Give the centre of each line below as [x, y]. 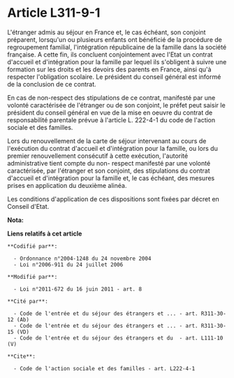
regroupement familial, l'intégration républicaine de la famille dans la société [117, 47]
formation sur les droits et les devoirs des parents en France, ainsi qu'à [109, 69]
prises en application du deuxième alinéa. [67, 185]
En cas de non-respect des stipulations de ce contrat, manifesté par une [111, 97]
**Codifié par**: [32, 246]
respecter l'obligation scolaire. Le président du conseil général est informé [114, 77]
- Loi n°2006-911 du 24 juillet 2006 [68, 264]
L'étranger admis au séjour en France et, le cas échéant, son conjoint [107, 32]
